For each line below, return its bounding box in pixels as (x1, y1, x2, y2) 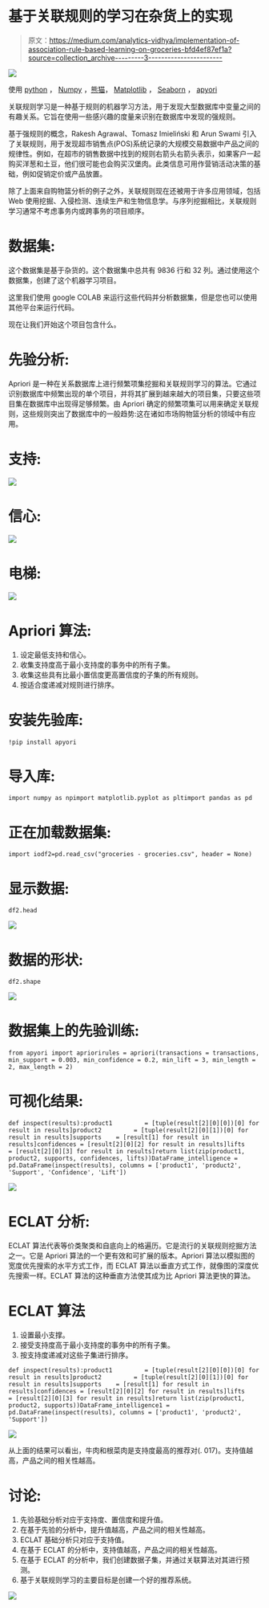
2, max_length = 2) (8, 1063, 74, 1071)
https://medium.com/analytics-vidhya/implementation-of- (49, 35, 240, 45)
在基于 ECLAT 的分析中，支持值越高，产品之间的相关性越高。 (19, 1545, 222, 1554)
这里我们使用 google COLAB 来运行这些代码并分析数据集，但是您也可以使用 (8, 292, 258, 302)
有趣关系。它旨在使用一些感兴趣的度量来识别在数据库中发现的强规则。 (8, 112, 240, 121)
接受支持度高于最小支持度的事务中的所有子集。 (19, 1341, 175, 1349)
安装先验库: (8, 711, 84, 729)
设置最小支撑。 (19, 1330, 70, 1340)
